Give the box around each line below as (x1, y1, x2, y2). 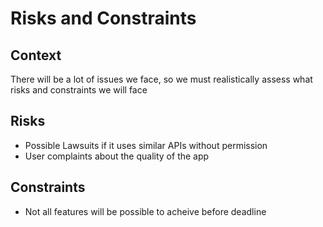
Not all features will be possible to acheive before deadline (24, 205, 267, 217)
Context (10, 47, 62, 64)
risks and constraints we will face (10, 84, 148, 96)
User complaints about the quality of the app (24, 150, 210, 162)
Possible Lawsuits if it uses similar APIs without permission (24, 139, 268, 151)
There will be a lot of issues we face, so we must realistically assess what (10, 73, 313, 85)
